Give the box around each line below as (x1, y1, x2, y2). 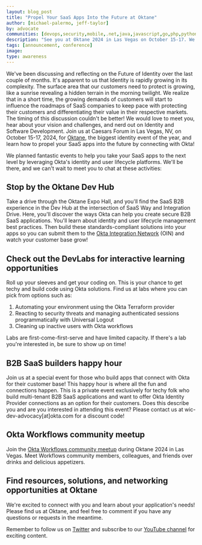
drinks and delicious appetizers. (6, 458, 85, 466)
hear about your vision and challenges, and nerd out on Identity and (6, 121, 174, 128)
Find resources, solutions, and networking (6, 476, 168, 486)
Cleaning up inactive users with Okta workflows (14, 323, 133, 330)
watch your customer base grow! (6, 236, 88, 243)
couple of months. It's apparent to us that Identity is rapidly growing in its (6, 76, 188, 84)
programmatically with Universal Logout (14, 316, 114, 323)
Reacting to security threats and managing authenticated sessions (14, 310, 179, 317)
